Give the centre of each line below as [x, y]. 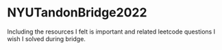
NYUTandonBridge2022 [77, 13]
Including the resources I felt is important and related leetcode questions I [111, 32]
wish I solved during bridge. [46, 38]
